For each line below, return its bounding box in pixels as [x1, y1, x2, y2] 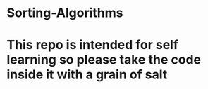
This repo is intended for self [6, 37, 179, 53]
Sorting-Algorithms [6, 5, 124, 21]
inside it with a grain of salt [6, 67, 168, 83]
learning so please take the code [6, 52, 202, 68]
